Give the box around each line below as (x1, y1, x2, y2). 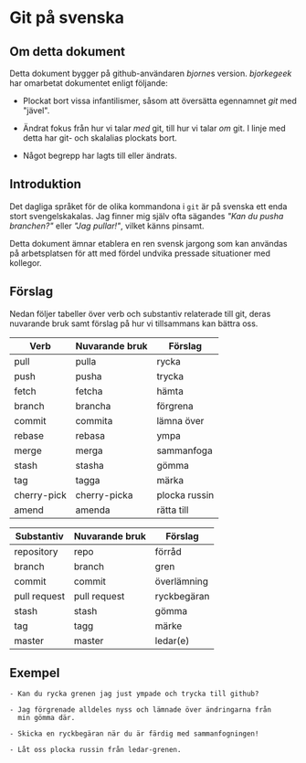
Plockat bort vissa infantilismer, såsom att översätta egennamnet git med (22, 95, 297, 106)
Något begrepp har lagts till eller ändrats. (22, 150, 177, 161)
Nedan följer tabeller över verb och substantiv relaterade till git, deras (9, 308, 271, 319)
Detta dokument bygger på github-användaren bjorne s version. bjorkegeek (9, 68, 292, 79)
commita (75, 414, 113, 427)
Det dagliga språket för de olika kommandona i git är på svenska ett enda (9, 200, 288, 212)
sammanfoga (156, 444, 213, 457)
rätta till (156, 503, 189, 516)
